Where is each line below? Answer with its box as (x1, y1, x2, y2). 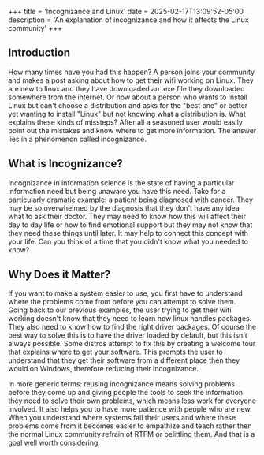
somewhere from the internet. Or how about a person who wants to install (8, 92, 248, 102)
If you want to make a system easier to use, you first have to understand (8, 289, 243, 298)
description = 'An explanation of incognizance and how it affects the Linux (8, 15, 250, 24)
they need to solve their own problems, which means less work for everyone (8, 396, 256, 405)
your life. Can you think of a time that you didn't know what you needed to (8, 237, 248, 246)
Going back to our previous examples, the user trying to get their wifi (8, 305, 232, 315)
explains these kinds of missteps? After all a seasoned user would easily (8, 117, 243, 127)
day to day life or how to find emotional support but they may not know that (8, 220, 253, 229)
